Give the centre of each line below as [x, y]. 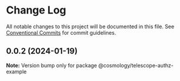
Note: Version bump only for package [52, 65]
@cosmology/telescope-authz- [136, 65]
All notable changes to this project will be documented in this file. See [90, 26]
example [16, 72]
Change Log [36, 10]
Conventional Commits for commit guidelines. [61, 32]
